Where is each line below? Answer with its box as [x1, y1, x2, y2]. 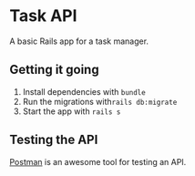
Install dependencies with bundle [22, 86, 146, 97]
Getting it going [9, 62, 99, 78]
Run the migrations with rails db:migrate [22, 96, 178, 107]
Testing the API [9, 132, 98, 148]
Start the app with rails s [22, 106, 121, 117]
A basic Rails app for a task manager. [9, 36, 149, 47]
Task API [9, 5, 77, 26]
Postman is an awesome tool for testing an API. [9, 156, 187, 167]
